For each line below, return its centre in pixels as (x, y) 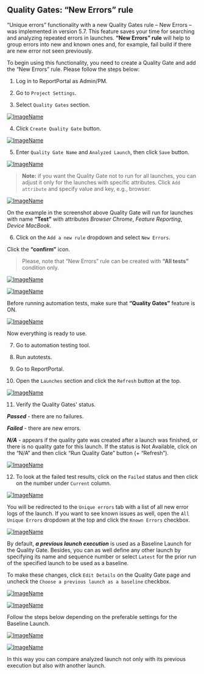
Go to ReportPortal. (40, 369)
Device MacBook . (29, 225)
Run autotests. (34, 357)
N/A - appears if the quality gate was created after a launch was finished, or (102, 440)
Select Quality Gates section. (53, 105)
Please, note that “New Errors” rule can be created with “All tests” (105, 261)
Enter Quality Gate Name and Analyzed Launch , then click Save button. (102, 152)
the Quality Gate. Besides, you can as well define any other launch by (94, 550)
